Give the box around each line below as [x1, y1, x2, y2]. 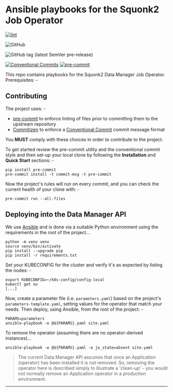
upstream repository [12, 121, 57, 127]
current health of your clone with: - [5, 186, 80, 192]
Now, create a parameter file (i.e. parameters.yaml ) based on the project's [5, 295, 161, 301]
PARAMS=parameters [5, 316, 45, 321]
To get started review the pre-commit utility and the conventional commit [5, 146, 161, 152]
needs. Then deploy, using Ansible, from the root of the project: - [5, 306, 144, 312]
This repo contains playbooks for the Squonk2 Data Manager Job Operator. [5, 71, 165, 78]
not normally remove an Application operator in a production [18, 370, 146, 377]
